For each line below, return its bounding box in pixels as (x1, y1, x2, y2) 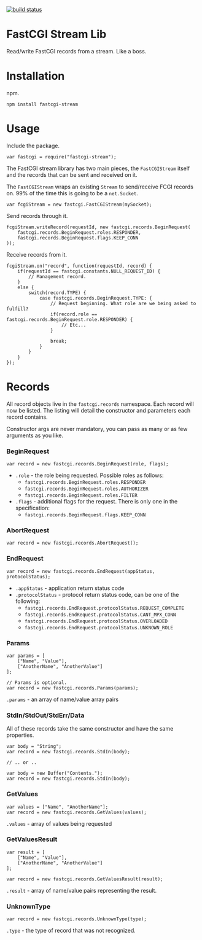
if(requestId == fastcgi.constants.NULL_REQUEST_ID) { (17, 268, 161, 274)
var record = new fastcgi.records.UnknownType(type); (6, 916, 147, 922)
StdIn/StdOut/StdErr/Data (6, 711, 85, 720)
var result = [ (6, 849, 45, 855)
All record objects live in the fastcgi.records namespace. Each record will (6, 400, 195, 408)
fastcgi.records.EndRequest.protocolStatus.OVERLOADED (24, 618, 168, 624)
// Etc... (61, 322, 87, 328)
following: (15, 597, 41, 605)
